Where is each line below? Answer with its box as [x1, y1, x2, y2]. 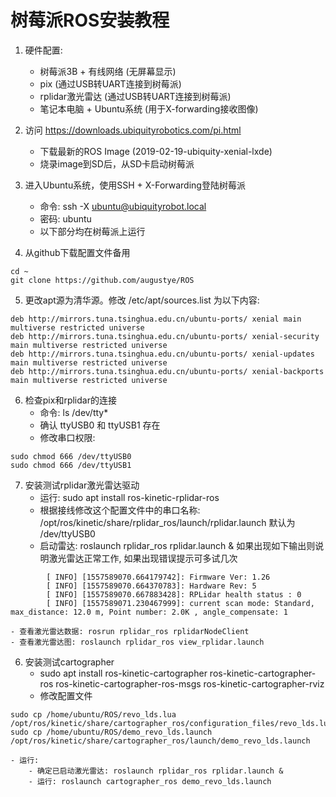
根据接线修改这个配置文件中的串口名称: [39, 504, 201, 516]
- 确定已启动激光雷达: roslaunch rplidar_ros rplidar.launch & [28, 766, 284, 776]
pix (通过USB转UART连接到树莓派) [39, 77, 182, 90]
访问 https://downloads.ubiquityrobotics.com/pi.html [24, 124, 242, 136]
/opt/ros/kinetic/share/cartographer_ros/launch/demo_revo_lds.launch [10, 736, 311, 746]
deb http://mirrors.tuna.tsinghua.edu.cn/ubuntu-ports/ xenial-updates [10, 349, 315, 359]
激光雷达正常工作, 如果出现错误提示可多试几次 [48, 552, 238, 564]
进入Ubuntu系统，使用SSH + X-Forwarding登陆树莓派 [24, 179, 246, 191]
